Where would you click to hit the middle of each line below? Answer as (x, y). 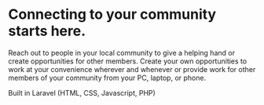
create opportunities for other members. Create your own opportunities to (128, 61)
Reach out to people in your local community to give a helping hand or (122, 52)
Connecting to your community (112, 14)
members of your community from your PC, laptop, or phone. (107, 78)
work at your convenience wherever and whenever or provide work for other (132, 69)
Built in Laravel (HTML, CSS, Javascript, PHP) (82, 92)
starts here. (47, 31)
